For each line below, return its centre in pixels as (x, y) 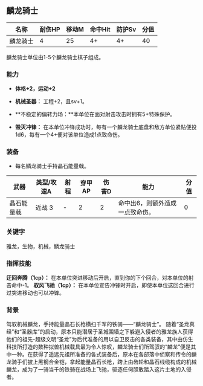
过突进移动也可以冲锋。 (35, 293)
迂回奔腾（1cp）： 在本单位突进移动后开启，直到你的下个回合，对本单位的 (98, 278)
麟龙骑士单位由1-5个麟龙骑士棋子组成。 (55, 57)
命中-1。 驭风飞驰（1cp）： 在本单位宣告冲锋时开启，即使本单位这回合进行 (103, 285)
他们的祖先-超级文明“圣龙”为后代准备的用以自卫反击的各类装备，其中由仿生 (100, 339)
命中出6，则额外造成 (147, 203)
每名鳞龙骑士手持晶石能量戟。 (52, 166)
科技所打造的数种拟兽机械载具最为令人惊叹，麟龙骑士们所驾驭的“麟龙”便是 (99, 347)
